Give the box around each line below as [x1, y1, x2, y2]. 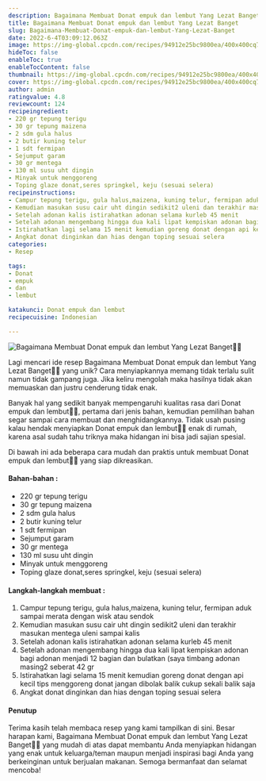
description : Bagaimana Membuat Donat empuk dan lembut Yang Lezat [8, 11, 236, 20]
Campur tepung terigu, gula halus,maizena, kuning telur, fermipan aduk [19, 603, 252, 613]
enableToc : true [8, 56, 62, 64]
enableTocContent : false [8, 63, 90, 71]
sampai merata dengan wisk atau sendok [19, 612, 154, 621]
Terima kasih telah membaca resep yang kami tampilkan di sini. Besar [8, 723, 235, 733]
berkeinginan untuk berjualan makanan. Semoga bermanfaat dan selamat [8, 757, 248, 767]
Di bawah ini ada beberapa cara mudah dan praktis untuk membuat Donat [8, 447, 249, 456]
